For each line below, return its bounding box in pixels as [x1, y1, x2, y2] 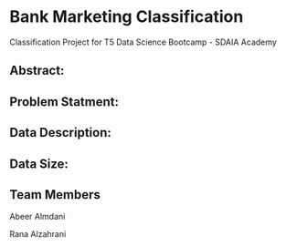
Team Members [9, 187, 101, 202]
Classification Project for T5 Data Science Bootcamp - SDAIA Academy [9, 36, 277, 47]
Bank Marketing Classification [9, 6, 244, 27]
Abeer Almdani [9, 211, 66, 222]
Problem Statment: [9, 94, 119, 109]
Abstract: [9, 63, 65, 78]
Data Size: [9, 156, 69, 171]
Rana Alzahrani [9, 229, 67, 240]
